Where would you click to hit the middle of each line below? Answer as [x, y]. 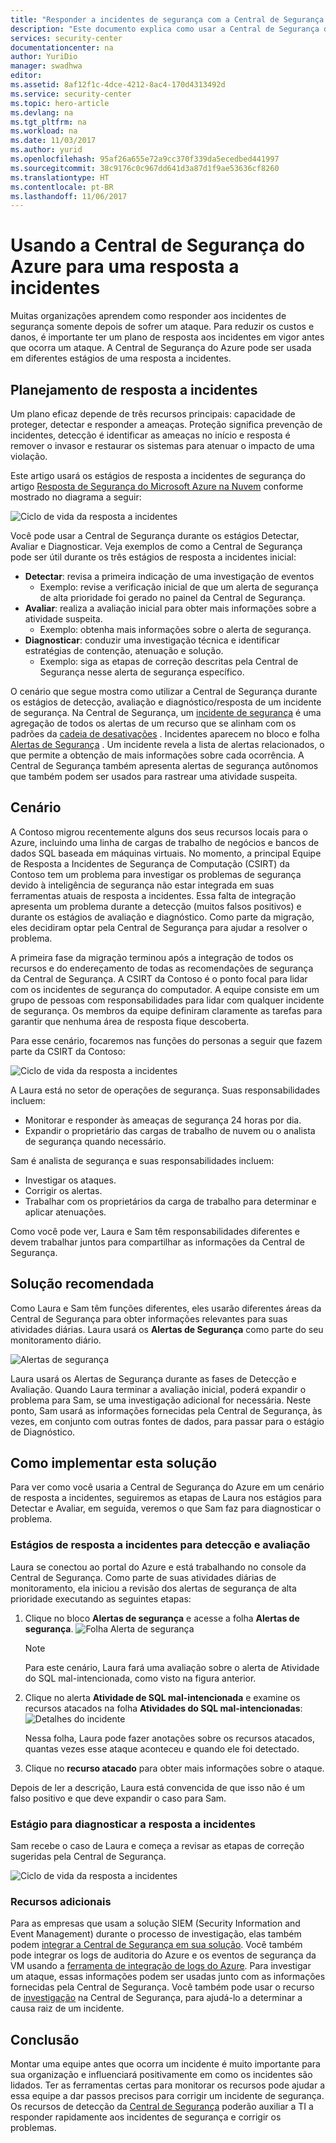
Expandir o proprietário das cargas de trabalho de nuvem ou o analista [170, 1130]
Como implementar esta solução [114, 1463]
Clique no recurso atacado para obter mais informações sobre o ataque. [174, 1768]
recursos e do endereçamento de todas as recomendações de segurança [162, 968]
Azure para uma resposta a [125, 267]
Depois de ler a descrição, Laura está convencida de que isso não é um [158, 1787]
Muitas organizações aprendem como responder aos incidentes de [148, 316]
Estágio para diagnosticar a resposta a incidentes [133, 1824]
